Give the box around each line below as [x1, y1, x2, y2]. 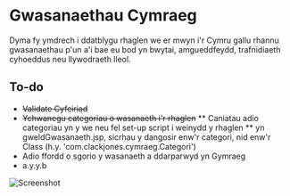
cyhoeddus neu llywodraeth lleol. [9, 53, 131, 64]
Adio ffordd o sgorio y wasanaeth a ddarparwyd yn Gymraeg [21, 151, 246, 161]
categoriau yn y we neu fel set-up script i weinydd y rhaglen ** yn [21, 122, 265, 133]
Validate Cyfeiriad [21, 103, 88, 114]
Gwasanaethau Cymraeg [9, 5, 198, 26]
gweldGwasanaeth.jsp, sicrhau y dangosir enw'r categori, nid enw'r [21, 131, 271, 143]
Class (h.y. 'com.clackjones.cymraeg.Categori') [21, 141, 196, 151]
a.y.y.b [21, 159, 47, 170]
